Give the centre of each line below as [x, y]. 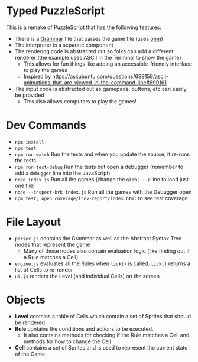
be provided [29, 95]
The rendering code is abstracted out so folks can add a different [94, 51]
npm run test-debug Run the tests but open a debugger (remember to [99, 167]
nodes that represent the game [52, 244]
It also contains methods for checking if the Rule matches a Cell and [106, 335]
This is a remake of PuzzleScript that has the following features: [84, 27]
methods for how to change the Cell [67, 341]
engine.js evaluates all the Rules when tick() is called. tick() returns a [102, 263]
